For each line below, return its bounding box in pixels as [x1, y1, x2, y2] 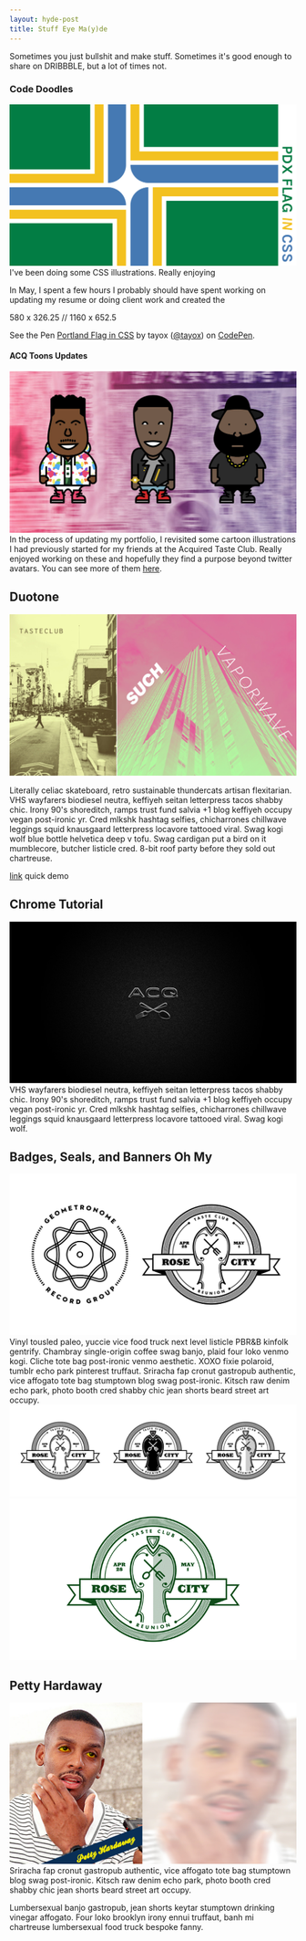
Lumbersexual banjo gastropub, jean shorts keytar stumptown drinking [9, 1903, 275, 1914]
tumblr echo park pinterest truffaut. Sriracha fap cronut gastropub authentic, [9, 1365, 296, 1377]
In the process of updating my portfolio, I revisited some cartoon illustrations [9, 534, 296, 545]
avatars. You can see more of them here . [9, 563, 162, 574]
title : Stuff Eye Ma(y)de [9, 24, 107, 34]
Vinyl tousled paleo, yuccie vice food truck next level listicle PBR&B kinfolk [9, 1337, 289, 1348]
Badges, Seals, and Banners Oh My [9, 1150, 212, 1165]
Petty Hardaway [9, 1677, 103, 1693]
